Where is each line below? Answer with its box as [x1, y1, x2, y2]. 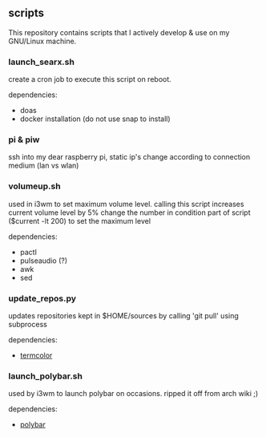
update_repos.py [8, 293, 77, 304]
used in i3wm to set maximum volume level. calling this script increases [8, 199, 244, 208]
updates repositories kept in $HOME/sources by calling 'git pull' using [8, 311, 239, 320]
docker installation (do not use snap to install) [19, 114, 171, 123]
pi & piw [8, 134, 40, 145]
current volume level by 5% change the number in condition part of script [8, 208, 251, 217]
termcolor [19, 350, 53, 360]
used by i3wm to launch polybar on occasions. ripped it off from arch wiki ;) [8, 389, 259, 399]
